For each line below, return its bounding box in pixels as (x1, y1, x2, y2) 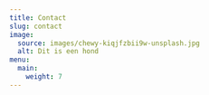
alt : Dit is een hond (17, 47, 100, 56)
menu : (9, 55, 30, 64)
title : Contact (9, 13, 67, 23)
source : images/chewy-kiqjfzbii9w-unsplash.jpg (17, 38, 201, 48)
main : (17, 64, 39, 73)
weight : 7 (25, 72, 63, 81)
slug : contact (9, 22, 63, 31)
